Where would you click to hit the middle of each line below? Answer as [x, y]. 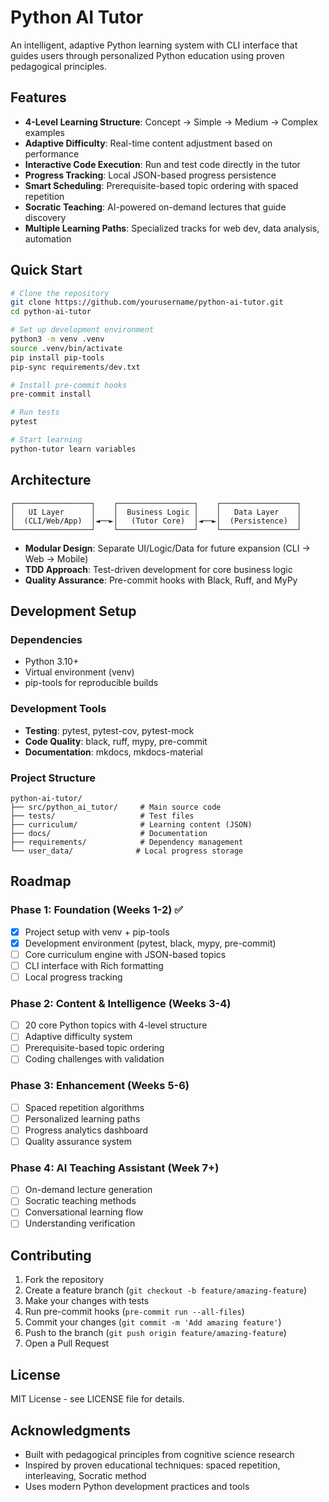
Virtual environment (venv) [79, 672]
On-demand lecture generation [88, 1190]
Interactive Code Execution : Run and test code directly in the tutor [162, 164]
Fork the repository [64, 1280]
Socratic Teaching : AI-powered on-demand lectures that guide [155, 207]
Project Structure [53, 778]
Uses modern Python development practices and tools [137, 1486]
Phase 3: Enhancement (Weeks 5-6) [100, 1086]
